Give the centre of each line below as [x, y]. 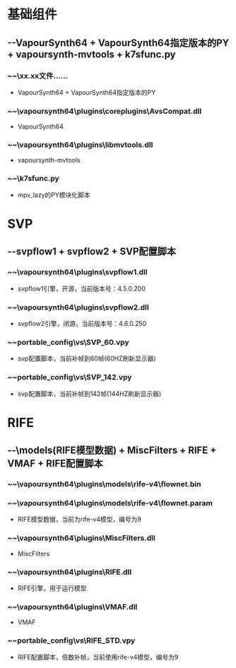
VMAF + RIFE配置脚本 [55, 464]
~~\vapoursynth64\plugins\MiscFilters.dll [81, 538]
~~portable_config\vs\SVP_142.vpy [70, 377]
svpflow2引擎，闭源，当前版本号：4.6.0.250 [82, 323]
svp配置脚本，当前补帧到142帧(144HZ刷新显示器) [89, 394]
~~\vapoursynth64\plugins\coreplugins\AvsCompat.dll [105, 111]
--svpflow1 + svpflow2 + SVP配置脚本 [92, 252]
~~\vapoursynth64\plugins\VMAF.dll [72, 607]
